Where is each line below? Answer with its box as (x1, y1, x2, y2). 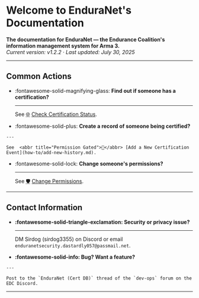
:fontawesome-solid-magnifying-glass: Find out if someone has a (14, 87, 176, 94)
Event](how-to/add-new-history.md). (6, 149, 97, 155)
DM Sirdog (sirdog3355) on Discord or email (14, 236, 123, 243)
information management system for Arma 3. (6, 42, 120, 49)
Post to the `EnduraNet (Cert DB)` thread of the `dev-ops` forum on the (6, 275, 192, 281)
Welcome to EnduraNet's (6, 4, 132, 17)
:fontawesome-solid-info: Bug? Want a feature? (14, 253, 135, 261)
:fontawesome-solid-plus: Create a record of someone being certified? (14, 123, 191, 130)
